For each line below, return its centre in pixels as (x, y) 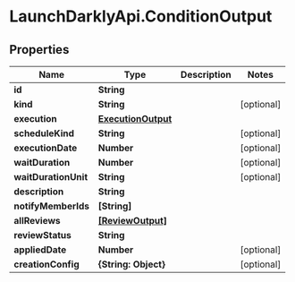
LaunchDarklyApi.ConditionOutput (141, 17)
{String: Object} (131, 264)
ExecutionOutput (135, 119)
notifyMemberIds (51, 206)
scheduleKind (44, 133)
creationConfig (47, 264)
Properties (39, 50)
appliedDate (40, 250)
